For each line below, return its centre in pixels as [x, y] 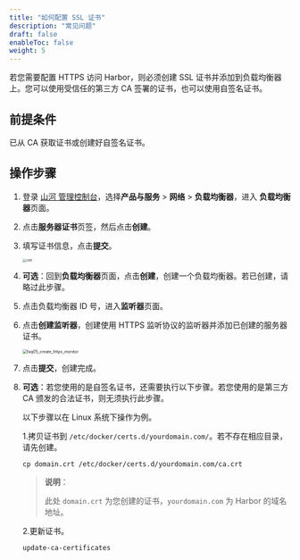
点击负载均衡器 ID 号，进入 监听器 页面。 [95, 306]
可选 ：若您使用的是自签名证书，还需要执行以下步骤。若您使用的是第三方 [155, 387]
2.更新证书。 [46, 531]
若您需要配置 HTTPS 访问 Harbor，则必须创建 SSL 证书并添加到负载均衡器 [146, 78]
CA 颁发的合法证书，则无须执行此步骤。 [96, 398]
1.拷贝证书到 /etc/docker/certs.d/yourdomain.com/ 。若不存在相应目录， [155, 436]
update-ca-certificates [67, 548]
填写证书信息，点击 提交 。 [69, 246]
